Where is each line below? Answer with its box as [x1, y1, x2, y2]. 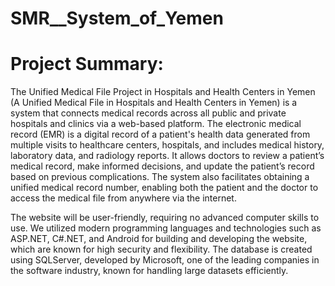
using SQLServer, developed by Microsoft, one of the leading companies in [10, 254, 320, 266]
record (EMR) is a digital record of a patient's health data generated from [10, 128, 311, 141]
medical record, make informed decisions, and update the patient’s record [10, 160, 315, 172]
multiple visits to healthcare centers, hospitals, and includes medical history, [10, 139, 325, 151]
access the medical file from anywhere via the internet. [10, 192, 237, 204]
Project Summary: [10, 53, 164, 76]
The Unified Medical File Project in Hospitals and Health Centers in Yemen [10, 86, 316, 98]
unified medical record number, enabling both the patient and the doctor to [10, 182, 319, 194]
